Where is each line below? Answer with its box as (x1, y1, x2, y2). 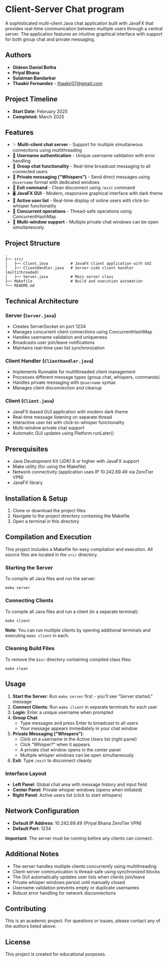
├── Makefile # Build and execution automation (5, 279, 143, 284)
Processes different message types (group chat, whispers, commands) (12, 374, 160, 380)
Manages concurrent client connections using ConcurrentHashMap (12, 328, 152, 334)
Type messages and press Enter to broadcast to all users (20, 720, 138, 726)
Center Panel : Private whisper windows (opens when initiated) (12, 787, 142, 793)
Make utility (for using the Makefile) (12, 463, 87, 469)
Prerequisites (5, 445, 48, 453)
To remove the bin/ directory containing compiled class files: (5, 656, 132, 662)
